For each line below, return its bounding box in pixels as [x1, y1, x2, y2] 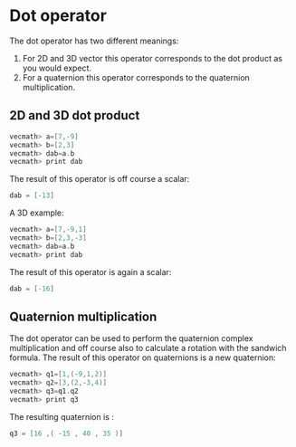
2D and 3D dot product [9, 108, 140, 123]
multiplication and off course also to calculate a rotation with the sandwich [9, 343, 287, 354]
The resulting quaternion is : [9, 411, 115, 422]
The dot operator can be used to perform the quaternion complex [9, 333, 253, 344]
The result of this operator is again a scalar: [9, 266, 172, 277]
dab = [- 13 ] [9, 191, 54, 200]
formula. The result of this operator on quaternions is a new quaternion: [9, 352, 276, 363]
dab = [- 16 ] [9, 284, 54, 293]
